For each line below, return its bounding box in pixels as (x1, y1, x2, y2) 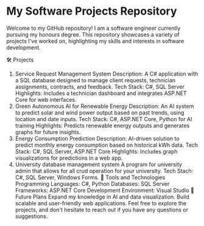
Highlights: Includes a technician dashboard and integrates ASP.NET (15, 90, 187, 97)
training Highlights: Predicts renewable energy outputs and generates (15, 122, 190, 129)
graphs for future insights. (15, 128, 81, 135)
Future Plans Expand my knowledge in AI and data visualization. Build (15, 193, 190, 200)
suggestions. (15, 212, 48, 220)
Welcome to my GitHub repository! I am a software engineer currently (6, 24, 181, 32)
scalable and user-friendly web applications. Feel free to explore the (15, 199, 187, 207)
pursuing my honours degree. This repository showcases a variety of (6, 30, 180, 38)
